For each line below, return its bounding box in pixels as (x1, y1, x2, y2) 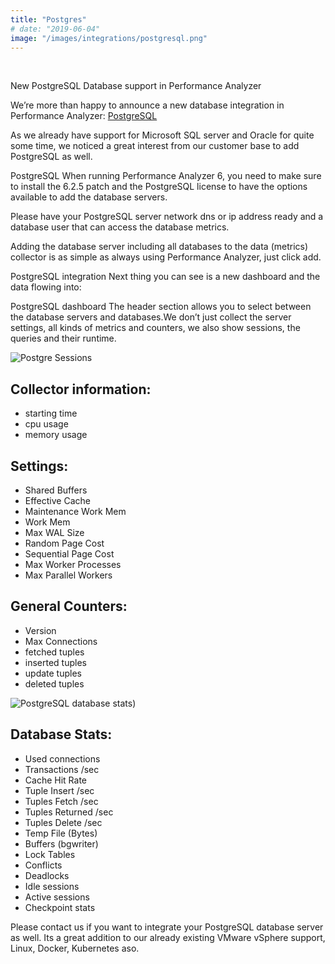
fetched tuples (24, 646, 85, 658)
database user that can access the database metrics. (10, 221, 230, 233)
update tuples (24, 667, 82, 679)
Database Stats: (10, 726, 113, 743)
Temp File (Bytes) (24, 827, 98, 839)
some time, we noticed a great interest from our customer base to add (10, 140, 300, 152)
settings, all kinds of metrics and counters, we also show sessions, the (10, 322, 301, 334)
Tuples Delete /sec (24, 816, 103, 828)
